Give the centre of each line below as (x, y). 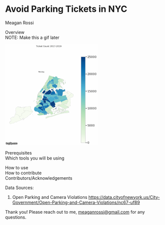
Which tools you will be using (35, 158)
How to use (17, 167)
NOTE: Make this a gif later (32, 37)
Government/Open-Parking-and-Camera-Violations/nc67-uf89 (76, 202)
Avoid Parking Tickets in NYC (66, 9)
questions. (16, 217)
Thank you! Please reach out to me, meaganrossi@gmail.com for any (75, 212)
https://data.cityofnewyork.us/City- (124, 197)
